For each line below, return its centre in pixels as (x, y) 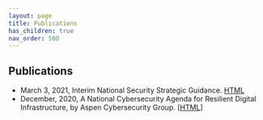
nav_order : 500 (34, 38)
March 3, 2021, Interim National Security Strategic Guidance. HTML (132, 90)
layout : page (30, 16)
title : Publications (43, 23)
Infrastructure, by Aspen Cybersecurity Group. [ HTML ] (112, 108)
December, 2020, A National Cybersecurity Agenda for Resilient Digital (138, 99)
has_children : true (41, 31)
